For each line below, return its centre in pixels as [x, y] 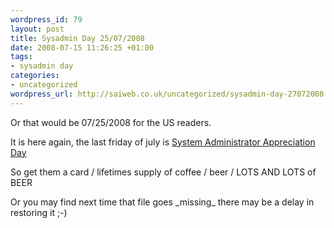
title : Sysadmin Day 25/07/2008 [77, 38]
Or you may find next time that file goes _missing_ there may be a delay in [162, 202]
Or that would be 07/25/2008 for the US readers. [111, 122]
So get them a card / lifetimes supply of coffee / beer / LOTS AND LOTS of [163, 172]
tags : [21, 57]
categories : [35, 76]
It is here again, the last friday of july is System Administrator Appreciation [163, 142]
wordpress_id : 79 [46, 19]
